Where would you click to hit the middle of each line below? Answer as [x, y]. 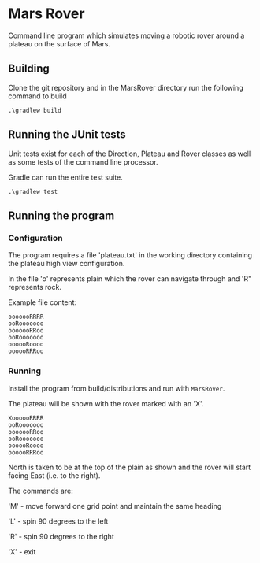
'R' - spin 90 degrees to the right [61, 536]
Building [29, 69]
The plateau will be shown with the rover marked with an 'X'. [106, 403]
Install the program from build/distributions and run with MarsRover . [117, 388]
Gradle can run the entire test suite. [66, 177]
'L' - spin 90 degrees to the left [58, 521]
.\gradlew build [35, 110]
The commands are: [41, 491]
